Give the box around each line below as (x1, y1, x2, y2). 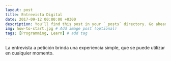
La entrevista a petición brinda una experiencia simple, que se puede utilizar (5, 45, 165, 50)
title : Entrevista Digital (5, 12, 63, 17)
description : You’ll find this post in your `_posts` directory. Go (5, 21, 154, 27)
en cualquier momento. (5, 50, 54, 56)
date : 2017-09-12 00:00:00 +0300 (5, 17, 76, 22)
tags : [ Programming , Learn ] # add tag (5, 31, 88, 36)
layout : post (5, 7, 33, 13)
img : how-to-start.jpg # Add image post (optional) (5, 26, 117, 31)
